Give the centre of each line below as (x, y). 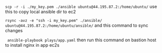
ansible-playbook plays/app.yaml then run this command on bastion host (82, 40)
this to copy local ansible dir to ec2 (41, 12)
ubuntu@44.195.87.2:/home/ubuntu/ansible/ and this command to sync (77, 25)
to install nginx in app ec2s (32, 45)
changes (14, 30)
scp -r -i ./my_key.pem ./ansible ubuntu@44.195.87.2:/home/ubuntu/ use (81, 7)
